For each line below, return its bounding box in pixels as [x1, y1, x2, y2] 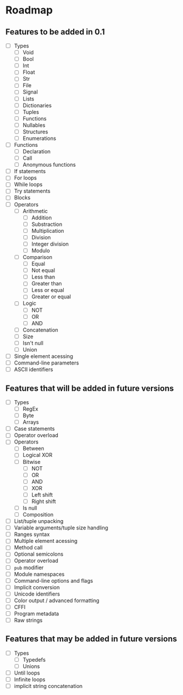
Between [22, 445, 44, 452]
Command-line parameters [13, 359, 80, 366]
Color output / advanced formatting [13, 597, 100, 604]
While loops [13, 181, 43, 188]
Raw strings [13, 617, 43, 624]
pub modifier [13, 564, 44, 571]
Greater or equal [31, 293, 71, 300]
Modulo [31, 247, 50, 254]
